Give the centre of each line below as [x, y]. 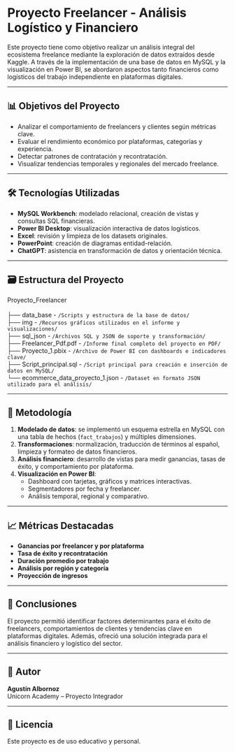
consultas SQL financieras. [56, 221]
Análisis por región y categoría [63, 568]
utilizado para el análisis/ [50, 385]
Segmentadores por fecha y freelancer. [84, 489]
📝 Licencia [30, 725]
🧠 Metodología [40, 413]
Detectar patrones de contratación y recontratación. [92, 156]
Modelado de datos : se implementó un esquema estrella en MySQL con [121, 429]
